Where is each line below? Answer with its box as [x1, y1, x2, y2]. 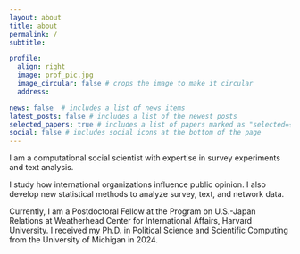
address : [17, 86, 50, 96]
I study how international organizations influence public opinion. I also [9, 179, 266, 190]
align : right [17, 62, 66, 71]
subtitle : [9, 37, 46, 47]
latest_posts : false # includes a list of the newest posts [9, 111, 238, 120]
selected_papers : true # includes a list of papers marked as [9, 119, 246, 129]
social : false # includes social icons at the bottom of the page [9, 128, 262, 137]
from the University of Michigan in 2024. [9, 234, 159, 245]
